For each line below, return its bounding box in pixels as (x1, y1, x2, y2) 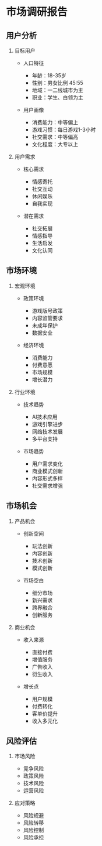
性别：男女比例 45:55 (31, 80, 83, 86)
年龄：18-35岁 (31, 72, 66, 79)
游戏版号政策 (31, 307, 63, 314)
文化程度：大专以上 (31, 141, 79, 148)
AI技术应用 (31, 413, 58, 420)
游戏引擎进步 (31, 420, 63, 427)
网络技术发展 (31, 428, 63, 435)
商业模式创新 (31, 467, 63, 474)
